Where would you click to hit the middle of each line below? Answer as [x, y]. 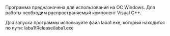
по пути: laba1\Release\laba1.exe [39, 28]
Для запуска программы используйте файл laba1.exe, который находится [85, 23]
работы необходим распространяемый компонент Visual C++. [73, 13]
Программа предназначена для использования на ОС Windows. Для [80, 7]
